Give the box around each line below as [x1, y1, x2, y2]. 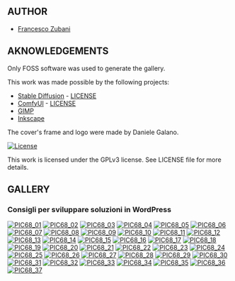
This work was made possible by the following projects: [7, 77, 170, 86]
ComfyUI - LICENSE [17, 99, 76, 107]
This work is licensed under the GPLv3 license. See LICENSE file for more [7, 155, 222, 164]
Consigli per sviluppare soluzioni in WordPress [7, 204, 172, 214]
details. [7, 162, 29, 171]
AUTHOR [7, 6, 48, 18]
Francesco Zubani [17, 24, 71, 33]
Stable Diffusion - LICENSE [17, 92, 97, 100]
